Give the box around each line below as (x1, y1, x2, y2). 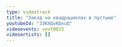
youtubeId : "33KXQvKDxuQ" (6, 20, 72, 26)
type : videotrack (6, 9, 51, 15)
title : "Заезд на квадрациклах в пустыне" (6, 15, 116, 21)
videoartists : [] (6, 32, 51, 38)
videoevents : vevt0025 (6, 26, 64, 32)
